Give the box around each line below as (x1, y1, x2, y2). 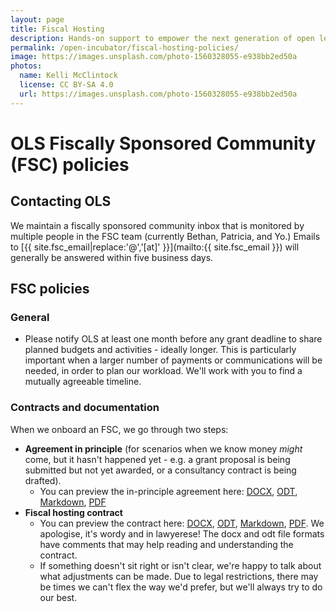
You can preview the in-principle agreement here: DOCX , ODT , (39, 485, 298, 497)
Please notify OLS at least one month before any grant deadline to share (24, 333, 323, 345)
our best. (39, 591, 78, 603)
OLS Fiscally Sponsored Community (10, 132, 317, 155)
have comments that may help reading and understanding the (39, 538, 294, 550)
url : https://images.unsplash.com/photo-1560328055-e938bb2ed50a (19, 89, 298, 99)
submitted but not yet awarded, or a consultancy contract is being (24, 464, 297, 476)
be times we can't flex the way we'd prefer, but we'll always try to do (39, 581, 323, 593)
